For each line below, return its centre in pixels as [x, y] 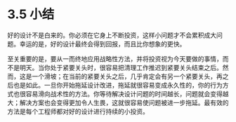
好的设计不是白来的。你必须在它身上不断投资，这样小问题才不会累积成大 [112, 35]
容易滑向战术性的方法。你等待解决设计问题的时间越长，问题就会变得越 [127, 94]
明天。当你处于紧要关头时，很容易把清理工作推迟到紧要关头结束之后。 [121, 67]
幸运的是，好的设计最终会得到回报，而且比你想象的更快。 [103, 43]
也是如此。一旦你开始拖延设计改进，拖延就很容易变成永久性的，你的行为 [118, 85]
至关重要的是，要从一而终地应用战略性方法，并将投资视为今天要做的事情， [115, 59]
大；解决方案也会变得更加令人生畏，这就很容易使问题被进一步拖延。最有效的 [118, 102]
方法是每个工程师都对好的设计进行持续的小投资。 [78, 111]
